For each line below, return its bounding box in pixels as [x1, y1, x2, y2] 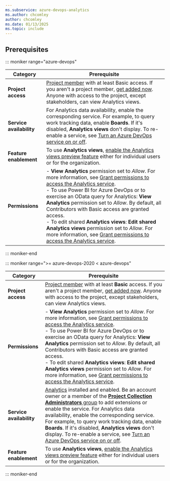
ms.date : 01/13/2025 [5, 21, 49, 27]
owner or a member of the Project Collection [45, 392, 153, 399]
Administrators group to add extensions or [45, 399, 148, 406]
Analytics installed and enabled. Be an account [45, 386, 156, 393]
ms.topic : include [5, 26, 44, 31]
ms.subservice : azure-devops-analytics [5, 7, 90, 13]
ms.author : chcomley [5, 12, 49, 17]
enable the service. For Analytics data [45, 405, 135, 412]
